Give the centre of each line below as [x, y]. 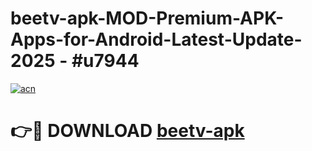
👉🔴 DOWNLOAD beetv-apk [127, 131]
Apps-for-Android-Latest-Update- [156, 39]
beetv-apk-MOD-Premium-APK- [147, 18]
